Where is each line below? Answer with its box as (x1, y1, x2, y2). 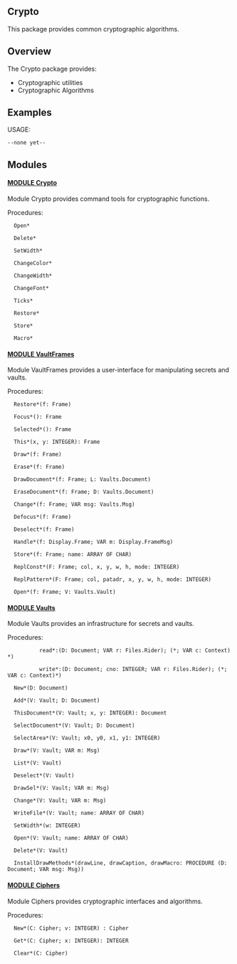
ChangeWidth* (14, 272, 53, 279)
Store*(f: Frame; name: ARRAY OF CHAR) (14, 551, 132, 558)
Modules (7, 159, 48, 171)
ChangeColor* (14, 260, 53, 267)
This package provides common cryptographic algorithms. (7, 24, 179, 33)
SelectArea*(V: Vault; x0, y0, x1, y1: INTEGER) (14, 735, 161, 742)
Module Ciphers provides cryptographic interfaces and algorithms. (7, 897, 203, 905)
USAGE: (7, 125, 31, 134)
